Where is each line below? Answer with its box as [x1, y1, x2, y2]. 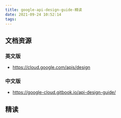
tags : [5, 16, 16, 21]
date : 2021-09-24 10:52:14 [5, 12, 61, 17]
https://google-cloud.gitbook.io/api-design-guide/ [12, 89, 116, 95]
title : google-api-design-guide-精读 [5, 7, 82, 12]
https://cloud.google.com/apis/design [12, 64, 90, 70]
